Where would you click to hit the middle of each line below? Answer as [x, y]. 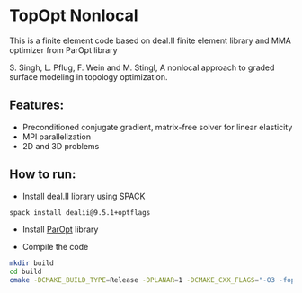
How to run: [43, 175]
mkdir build [31, 263]
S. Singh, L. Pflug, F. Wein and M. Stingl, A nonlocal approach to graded [142, 67]
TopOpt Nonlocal [74, 16]
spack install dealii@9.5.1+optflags [80, 212]
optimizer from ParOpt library [64, 49]
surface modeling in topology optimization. [89, 76]
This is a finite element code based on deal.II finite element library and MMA [151, 40]
